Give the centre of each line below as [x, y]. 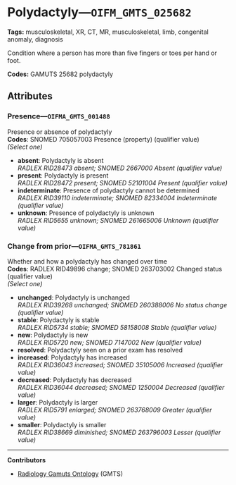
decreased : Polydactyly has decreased [74, 380]
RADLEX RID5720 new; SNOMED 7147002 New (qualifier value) [110, 342]
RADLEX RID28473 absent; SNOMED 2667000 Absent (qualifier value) [120, 168]
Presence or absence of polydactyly [60, 132]
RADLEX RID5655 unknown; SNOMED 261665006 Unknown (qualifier [118, 220]
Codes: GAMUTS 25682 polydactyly [60, 74]
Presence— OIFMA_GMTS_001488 [59, 116]
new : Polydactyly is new [53, 335]
